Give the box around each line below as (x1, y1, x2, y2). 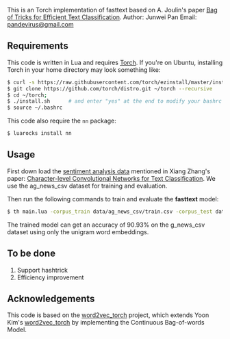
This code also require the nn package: (7, 116, 116, 125)
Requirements (7, 40, 68, 52)
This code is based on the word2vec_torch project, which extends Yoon (7, 311, 209, 319)
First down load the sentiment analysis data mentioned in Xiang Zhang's (7, 167, 211, 175)
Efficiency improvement (16, 273, 84, 281)
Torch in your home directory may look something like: (7, 65, 161, 74)
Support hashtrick (16, 266, 68, 274)
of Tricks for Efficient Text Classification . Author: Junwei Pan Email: (7, 13, 197, 21)
